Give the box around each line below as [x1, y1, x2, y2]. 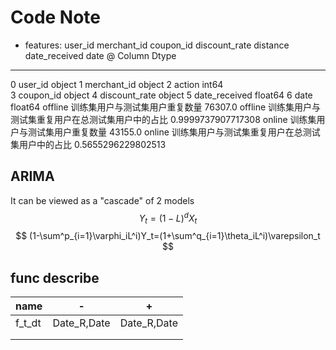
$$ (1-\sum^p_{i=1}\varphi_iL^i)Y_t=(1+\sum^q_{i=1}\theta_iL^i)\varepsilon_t [15, 230, 321, 242]
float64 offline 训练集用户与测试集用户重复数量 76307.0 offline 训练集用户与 [10, 101, 322, 113]
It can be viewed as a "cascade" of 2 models [10, 194, 195, 206]
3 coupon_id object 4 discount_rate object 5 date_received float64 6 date [10, 89, 313, 101]
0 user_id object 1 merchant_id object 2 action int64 [10, 78, 224, 90]
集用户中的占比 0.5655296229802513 [10, 138, 167, 150]
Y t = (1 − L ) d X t [138, 210, 198, 226]
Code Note [10, 6, 102, 29]
